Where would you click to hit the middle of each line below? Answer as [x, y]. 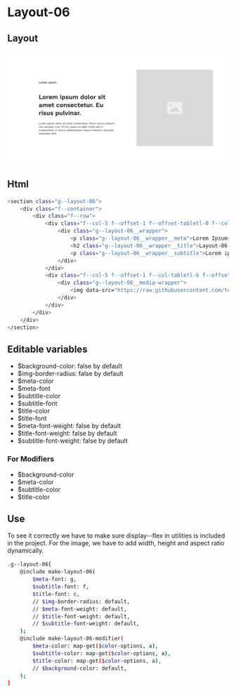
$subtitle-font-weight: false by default [72, 441]
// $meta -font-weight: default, [80, 609]
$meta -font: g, [55, 579]
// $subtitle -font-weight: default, [86, 624]
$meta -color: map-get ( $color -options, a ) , [96, 646]
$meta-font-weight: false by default [69, 426]
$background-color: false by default [70, 366]
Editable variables [47, 349]
